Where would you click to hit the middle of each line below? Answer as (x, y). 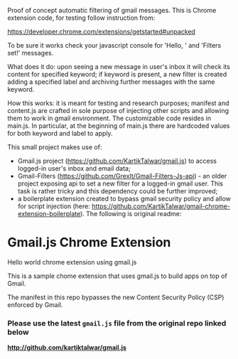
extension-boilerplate (49, 214)
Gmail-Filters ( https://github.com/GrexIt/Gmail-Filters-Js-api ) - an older (122, 176)
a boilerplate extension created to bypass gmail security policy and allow (124, 199)
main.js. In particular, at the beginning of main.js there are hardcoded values (119, 126)
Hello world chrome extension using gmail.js (72, 262)
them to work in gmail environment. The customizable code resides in (109, 118)
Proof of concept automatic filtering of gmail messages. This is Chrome (112, 10)
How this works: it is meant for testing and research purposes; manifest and (118, 103)
